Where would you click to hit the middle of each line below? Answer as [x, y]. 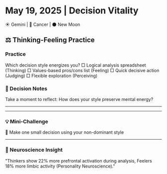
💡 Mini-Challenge [27, 121]
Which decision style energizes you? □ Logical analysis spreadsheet [76, 65]
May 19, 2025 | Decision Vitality [72, 11]
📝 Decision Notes [26, 88]
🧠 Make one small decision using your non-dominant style [65, 132]
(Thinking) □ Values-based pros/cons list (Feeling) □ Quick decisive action [82, 70]
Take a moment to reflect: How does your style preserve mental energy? [79, 99]
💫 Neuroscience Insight [34, 150]
